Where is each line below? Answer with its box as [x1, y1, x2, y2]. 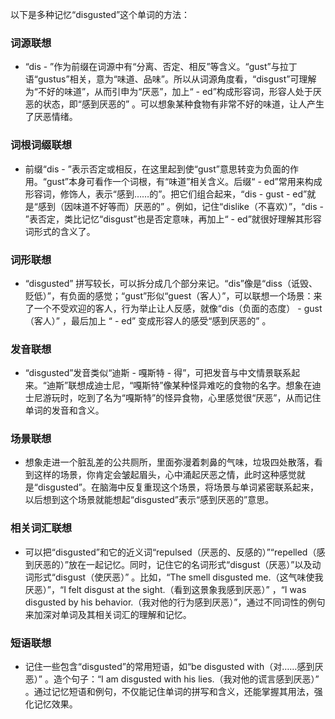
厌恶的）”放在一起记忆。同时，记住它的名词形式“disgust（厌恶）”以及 [33, 558, 313, 570]
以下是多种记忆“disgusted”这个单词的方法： [10, 9, 191, 20]
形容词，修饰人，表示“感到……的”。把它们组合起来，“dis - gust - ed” [24, 188, 308, 200]
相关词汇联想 [10, 521, 73, 535]
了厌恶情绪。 [24, 111, 78, 123]
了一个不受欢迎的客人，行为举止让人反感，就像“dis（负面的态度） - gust [24, 302, 323, 314]
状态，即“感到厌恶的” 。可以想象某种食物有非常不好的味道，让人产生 [42, 98, 325, 110]
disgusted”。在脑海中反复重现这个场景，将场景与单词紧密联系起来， [37, 481, 319, 493]
